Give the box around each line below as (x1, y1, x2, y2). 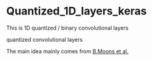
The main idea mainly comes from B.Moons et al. (6, 47, 129, 55)
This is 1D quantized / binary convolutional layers (6, 24, 129, 31)
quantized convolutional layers (6, 36, 83, 43)
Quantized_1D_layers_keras (6, 4, 147, 18)
